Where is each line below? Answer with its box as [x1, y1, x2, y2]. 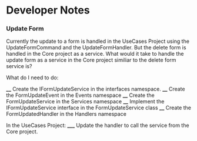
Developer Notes [6, 4, 90, 17]
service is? [6, 63, 32, 70]
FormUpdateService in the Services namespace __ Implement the [6, 98, 165, 105]
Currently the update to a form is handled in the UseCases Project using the [6, 38, 190, 45]
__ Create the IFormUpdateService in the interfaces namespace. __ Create [6, 86, 185, 93]
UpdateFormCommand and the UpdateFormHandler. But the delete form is [6, 44, 186, 51]
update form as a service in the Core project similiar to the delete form [6, 56, 176, 63]
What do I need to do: [6, 74, 59, 81]
